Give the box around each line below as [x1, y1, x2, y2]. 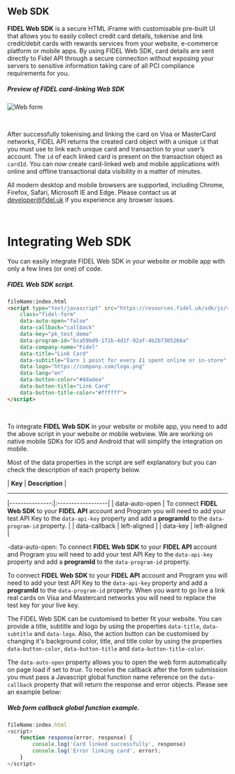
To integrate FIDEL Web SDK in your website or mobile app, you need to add [7, 422, 227, 430]
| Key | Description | [7, 479, 66, 487]
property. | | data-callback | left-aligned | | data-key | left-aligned [40, 522, 227, 530]
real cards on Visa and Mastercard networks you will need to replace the [7, 593, 217, 602]
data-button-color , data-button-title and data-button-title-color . [7, 644, 206, 653]
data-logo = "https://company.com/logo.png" [20, 363, 145, 370]
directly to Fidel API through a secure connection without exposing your [7, 54, 215, 62]
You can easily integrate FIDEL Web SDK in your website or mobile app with [7, 257, 225, 265]
